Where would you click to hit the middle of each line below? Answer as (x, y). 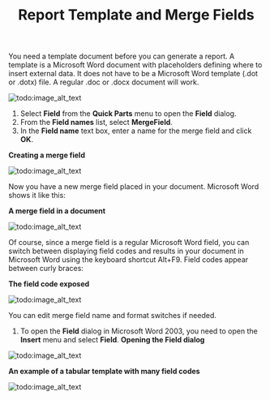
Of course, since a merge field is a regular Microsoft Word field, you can (129, 243)
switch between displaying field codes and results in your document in (126, 251)
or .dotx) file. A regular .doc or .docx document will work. (104, 82)
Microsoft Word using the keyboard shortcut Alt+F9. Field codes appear (129, 260)
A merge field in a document (57, 211)
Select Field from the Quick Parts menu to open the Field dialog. (128, 114)
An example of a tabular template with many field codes (104, 372)
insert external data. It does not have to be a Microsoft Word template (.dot (133, 74)
